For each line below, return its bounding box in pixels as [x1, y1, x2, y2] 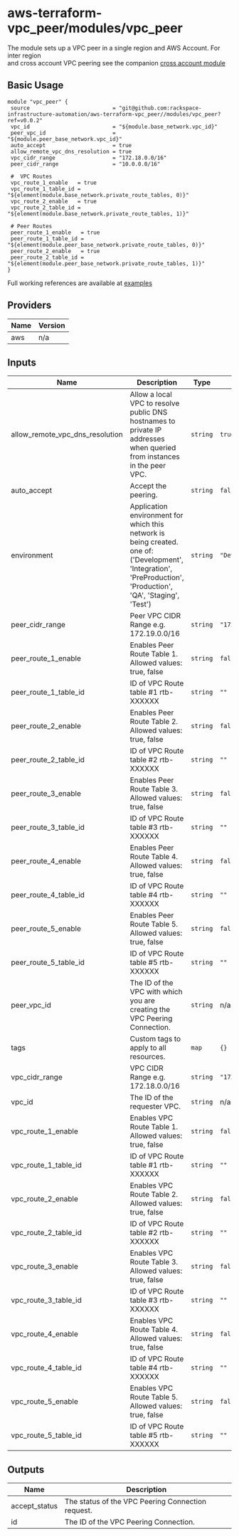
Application [129, 501, 169, 511]
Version [38, 320, 65, 330]
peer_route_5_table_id [11, 958, 85, 968]
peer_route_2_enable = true [10, 247, 100, 255]
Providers [7, 299, 52, 311]
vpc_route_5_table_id [11, 1431, 82, 1441]
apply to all [129, 1043, 167, 1053]
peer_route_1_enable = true [10, 229, 100, 236]
